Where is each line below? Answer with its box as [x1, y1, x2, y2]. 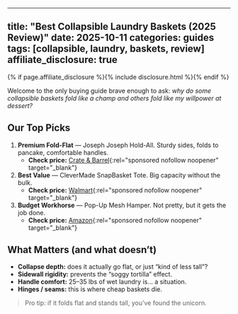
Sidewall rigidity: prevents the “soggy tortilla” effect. [17, 270, 172, 279]
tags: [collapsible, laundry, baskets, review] [7, 43, 205, 55]
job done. [17, 208, 46, 216]
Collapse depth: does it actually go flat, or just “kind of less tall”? [17, 262, 208, 271]
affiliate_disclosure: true [7, 54, 118, 66]
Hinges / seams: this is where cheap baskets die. [17, 285, 163, 293]
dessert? [7, 101, 33, 110]
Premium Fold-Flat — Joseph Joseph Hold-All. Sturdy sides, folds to [17, 141, 219, 149]
